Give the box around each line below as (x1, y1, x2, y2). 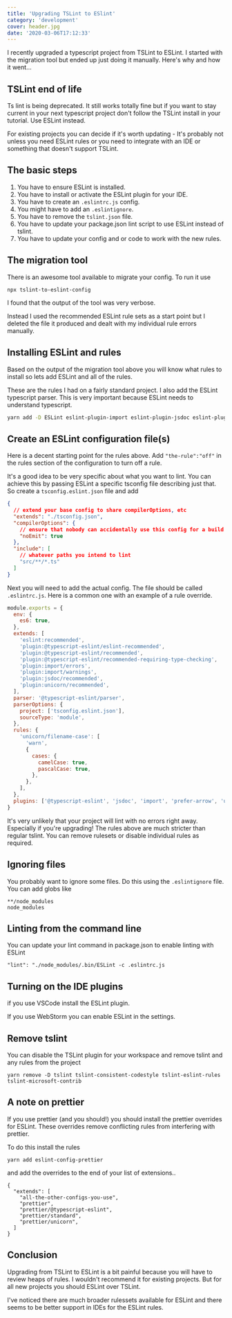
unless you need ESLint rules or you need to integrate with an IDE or (7, 137, 201, 145)
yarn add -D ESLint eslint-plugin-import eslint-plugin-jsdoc (7, 413, 190, 421)
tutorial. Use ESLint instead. (7, 116, 86, 125)
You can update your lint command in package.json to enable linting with (7, 941, 214, 950)
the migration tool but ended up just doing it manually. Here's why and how (7, 56, 221, 64)
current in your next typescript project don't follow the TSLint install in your (7, 109, 221, 118)
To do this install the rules (7, 1143, 81, 1151)
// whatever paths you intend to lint (19, 552, 131, 559)
